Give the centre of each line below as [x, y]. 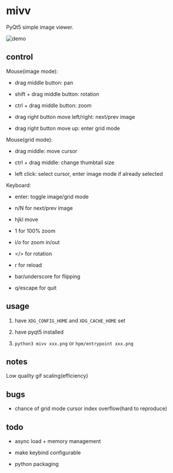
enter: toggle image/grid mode [52, 196]
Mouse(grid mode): [29, 139]
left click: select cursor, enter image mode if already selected [89, 174]
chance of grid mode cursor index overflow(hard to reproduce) [91, 409]
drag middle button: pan [44, 82]
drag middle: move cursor [46, 151]
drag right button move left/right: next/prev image [75, 116]
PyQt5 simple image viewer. [40, 27]
